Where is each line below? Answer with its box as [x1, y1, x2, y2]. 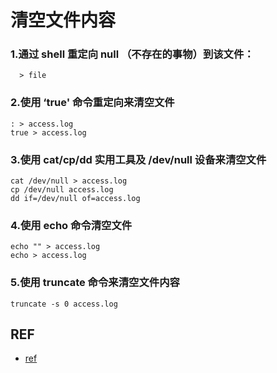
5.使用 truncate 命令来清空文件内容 [10, 276, 180, 290]
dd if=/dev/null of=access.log [10, 194, 141, 204]
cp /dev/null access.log [10, 185, 114, 195]
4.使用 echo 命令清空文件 [10, 219, 133, 232]
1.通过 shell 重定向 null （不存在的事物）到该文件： [10, 47, 255, 61]
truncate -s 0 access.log [10, 299, 118, 309]
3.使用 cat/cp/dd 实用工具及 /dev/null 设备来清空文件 [10, 152, 267, 166]
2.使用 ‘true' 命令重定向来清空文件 [10, 96, 175, 110]
